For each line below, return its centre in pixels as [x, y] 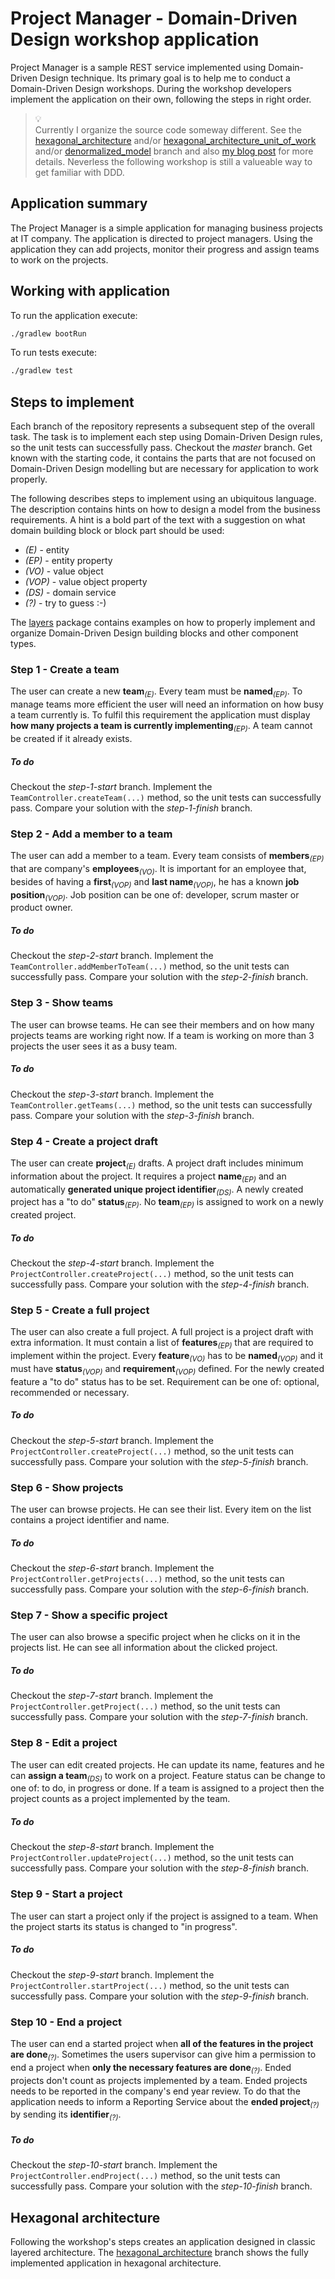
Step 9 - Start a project [66, 1894]
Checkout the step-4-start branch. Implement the [112, 1263]
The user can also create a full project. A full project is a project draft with [162, 1332]
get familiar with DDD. [79, 172]
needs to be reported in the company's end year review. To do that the [155, 2091]
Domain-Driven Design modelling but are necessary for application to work [164, 469]
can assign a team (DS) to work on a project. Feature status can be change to [168, 1776]
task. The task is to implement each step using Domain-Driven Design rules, [166, 437]
